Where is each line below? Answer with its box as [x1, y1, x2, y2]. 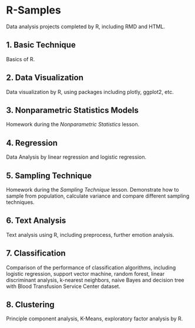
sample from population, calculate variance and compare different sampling [6, 192, 190, 199]
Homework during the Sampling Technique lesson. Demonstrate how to [6, 186, 179, 193]
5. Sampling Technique [6, 170, 92, 180]
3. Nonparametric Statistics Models [6, 105, 139, 115]
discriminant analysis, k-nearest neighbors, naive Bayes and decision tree [6, 276, 184, 283]
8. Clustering [6, 300, 55, 310]
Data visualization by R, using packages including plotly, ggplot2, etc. [6, 88, 174, 95]
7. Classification [6, 248, 66, 259]
